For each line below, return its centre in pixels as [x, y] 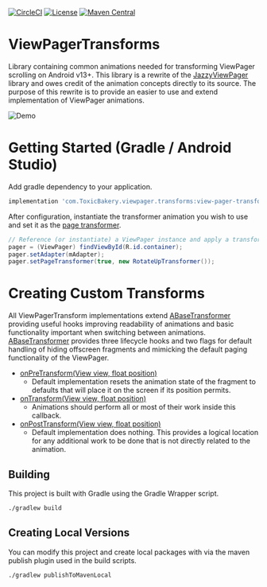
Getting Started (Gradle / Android [120, 148]
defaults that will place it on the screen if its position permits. [131, 391]
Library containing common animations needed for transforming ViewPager [132, 66]
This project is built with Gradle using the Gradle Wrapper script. [114, 494]
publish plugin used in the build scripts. [72, 560]
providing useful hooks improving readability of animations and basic [121, 324]
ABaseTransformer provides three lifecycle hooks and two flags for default [130, 341]
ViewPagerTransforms [84, 45]
